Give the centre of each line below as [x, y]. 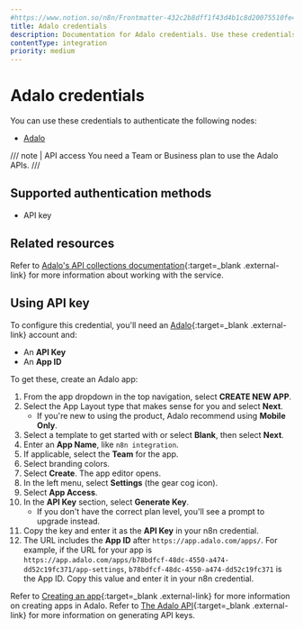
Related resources [62, 244]
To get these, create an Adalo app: [74, 378]
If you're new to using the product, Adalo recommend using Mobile [161, 415]
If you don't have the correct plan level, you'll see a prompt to [151, 511]
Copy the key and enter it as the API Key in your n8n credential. [141, 530]
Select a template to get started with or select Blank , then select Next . [153, 434]
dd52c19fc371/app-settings [74, 570]
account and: [53, 334]
